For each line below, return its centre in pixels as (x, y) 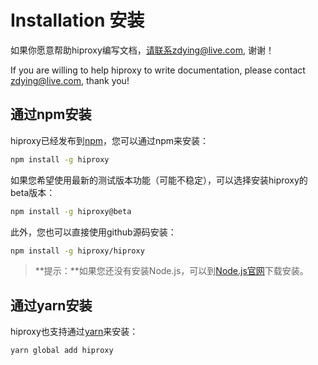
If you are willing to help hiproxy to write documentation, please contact (158, 70)
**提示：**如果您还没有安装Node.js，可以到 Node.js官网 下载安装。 (171, 271)
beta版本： (33, 192)
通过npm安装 (51, 114)
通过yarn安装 (51, 305)
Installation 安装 (77, 20)
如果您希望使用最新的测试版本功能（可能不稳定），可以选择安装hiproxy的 (159, 180)
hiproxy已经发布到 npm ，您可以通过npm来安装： (110, 140)
